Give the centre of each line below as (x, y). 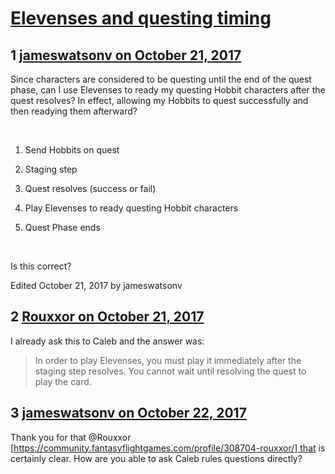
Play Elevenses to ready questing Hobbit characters (131, 208)
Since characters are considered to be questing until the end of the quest (161, 79)
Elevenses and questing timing (141, 18)
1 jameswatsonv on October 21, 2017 (126, 55)
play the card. (63, 381)
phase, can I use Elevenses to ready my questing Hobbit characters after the (168, 90)
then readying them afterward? (74, 111)
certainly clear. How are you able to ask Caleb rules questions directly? (156, 458)
